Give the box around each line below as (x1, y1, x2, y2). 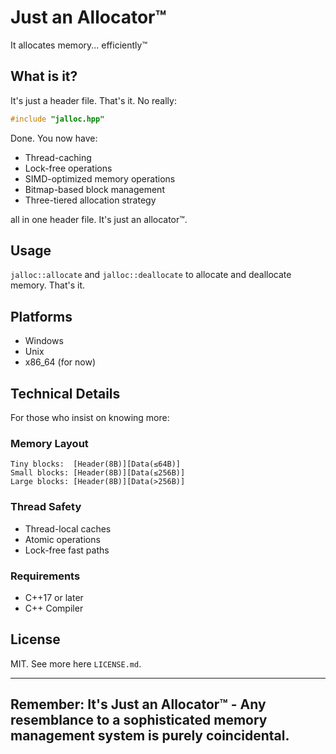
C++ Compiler (24, 602, 84, 614)
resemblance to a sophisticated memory (10, 712, 268, 729)
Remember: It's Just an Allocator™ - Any (10, 696, 267, 713)
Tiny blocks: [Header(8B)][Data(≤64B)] (10, 459, 182, 470)
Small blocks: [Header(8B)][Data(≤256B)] (10, 468, 186, 478)
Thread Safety (10, 500, 82, 514)
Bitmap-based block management (24, 183, 165, 195)
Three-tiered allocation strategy (24, 194, 157, 206)
